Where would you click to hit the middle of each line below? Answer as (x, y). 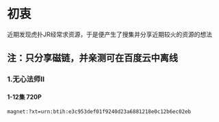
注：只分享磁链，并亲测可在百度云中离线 (92, 58)
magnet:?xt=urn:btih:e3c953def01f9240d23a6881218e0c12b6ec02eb (99, 112)
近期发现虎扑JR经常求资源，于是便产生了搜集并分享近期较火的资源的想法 (109, 34)
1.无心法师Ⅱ (26, 80)
